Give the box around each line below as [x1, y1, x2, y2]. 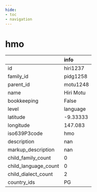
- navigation [5, 17, 32, 22]
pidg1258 [63, 73, 87, 80]
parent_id [7, 81, 30, 88]
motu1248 [63, 81, 89, 88]
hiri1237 [63, 65, 84, 72]
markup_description [7, 146, 55, 153]
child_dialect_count [7, 171, 53, 178]
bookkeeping [7, 97, 38, 104]
